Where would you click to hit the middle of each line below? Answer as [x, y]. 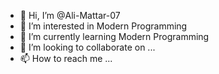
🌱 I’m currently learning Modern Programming [114, 36]
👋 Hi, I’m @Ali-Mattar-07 [70, 15]
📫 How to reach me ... [66, 58]
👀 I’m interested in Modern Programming [103, 26]
